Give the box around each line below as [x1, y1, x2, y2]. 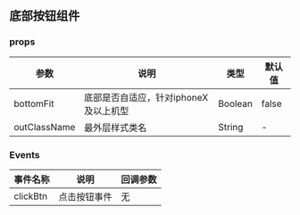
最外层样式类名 [84, 121, 147, 134]
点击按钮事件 [58, 190, 113, 203]
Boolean [218, 97, 253, 110]
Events [9, 148, 40, 161]
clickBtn [13, 190, 47, 203]
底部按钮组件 [9, 8, 80, 24]
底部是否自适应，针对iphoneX [84, 91, 209, 103]
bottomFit [13, 97, 54, 110]
